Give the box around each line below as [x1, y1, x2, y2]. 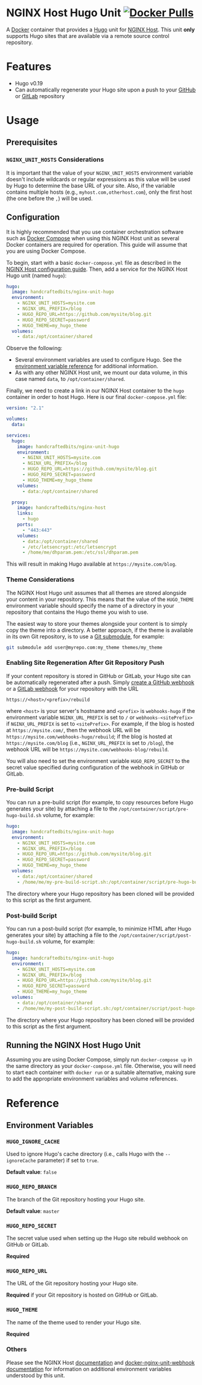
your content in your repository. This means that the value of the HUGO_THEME [6, 596, 194, 603]
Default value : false [6, 1168, 57, 1176]
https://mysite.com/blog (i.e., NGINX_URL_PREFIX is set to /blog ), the [6, 739, 174, 746]
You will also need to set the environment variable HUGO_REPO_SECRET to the [6, 757, 190, 764]
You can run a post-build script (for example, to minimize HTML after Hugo [6, 925, 191, 932]
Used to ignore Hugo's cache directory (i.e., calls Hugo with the [6, 1150, 164, 1158]
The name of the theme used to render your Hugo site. [6, 1318, 141, 1326]
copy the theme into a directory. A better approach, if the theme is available [6, 626, 194, 634]
